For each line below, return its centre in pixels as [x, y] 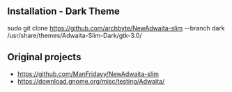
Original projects [44, 57]
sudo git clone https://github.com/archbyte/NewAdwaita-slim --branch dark [116, 28]
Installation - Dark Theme [64, 11]
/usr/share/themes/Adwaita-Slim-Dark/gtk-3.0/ [75, 35]
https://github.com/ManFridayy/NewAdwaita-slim [88, 74]
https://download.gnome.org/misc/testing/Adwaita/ [91, 81]
